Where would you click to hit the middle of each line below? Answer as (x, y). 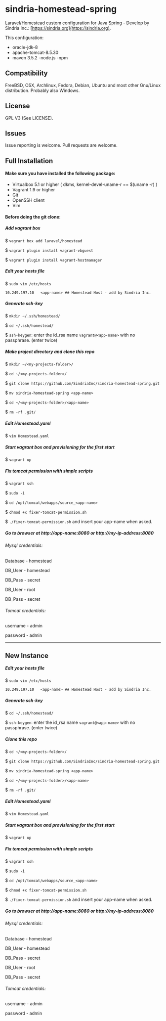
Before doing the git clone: (33, 217)
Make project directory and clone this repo (50, 352)
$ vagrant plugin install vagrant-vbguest (49, 250)
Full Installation (29, 161)
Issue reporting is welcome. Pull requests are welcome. (61, 145)
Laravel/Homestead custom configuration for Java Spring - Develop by (77, 23)
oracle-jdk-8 (25, 47)
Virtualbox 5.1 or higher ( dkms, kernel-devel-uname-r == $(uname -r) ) (85, 184)
